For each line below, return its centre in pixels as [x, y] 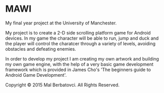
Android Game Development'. [36, 75]
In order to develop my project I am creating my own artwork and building [82, 58]
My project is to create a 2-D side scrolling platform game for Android [78, 33]
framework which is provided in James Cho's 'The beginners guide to [78, 70]
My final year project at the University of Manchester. [61, 23]
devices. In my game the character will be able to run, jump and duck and [82, 38]
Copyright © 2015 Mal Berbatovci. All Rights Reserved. [62, 85]
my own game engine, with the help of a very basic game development [79, 64]
